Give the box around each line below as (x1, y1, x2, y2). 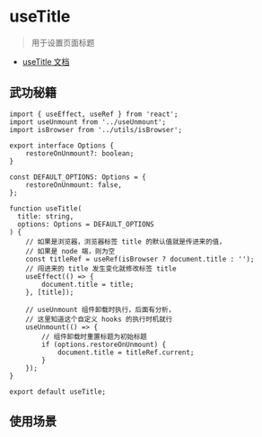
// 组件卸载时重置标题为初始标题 (41, 332, 148, 341)
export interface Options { (9, 141, 115, 150)
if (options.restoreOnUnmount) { (41, 340, 167, 349)
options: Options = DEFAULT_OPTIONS (17, 219, 154, 228)
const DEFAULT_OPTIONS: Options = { (9, 173, 146, 182)
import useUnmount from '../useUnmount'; (9, 117, 167, 127)
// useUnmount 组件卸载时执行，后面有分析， (25, 305, 176, 314)
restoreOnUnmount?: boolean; (25, 148, 135, 158)
